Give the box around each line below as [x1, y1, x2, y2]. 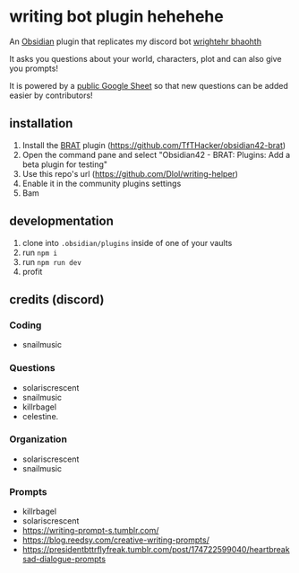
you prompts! [9, 63, 58, 74]
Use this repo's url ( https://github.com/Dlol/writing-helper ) [21, 168, 239, 179]
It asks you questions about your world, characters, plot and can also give [9, 53, 282, 64]
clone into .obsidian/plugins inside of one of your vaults [21, 237, 233, 248]
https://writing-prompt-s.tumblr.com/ [21, 525, 159, 536]
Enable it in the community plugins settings [21, 178, 182, 189]
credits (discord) [9, 292, 105, 307]
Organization [9, 433, 67, 445]
